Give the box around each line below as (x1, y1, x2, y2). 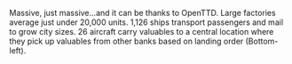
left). (9, 45, 27, 56)
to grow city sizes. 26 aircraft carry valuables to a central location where (9, 27, 274, 36)
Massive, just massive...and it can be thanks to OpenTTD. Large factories (9, 8, 277, 18)
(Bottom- (245, 36, 279, 46)
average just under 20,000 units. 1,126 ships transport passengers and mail (9, 17, 284, 28)
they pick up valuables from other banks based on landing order (9, 36, 244, 46)
